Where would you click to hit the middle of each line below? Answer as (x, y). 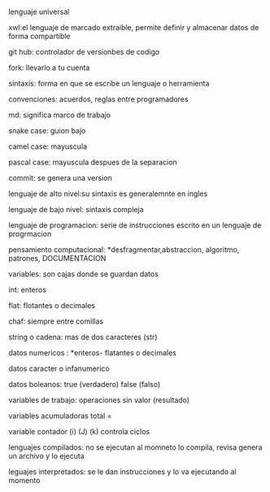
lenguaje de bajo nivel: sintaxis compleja (76, 209)
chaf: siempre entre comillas (56, 321)
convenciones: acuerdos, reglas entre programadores (98, 99)
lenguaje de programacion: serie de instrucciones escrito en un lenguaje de (135, 225)
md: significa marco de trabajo (60, 115)
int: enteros (28, 290)
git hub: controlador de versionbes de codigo (84, 52)
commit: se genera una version (60, 178)
